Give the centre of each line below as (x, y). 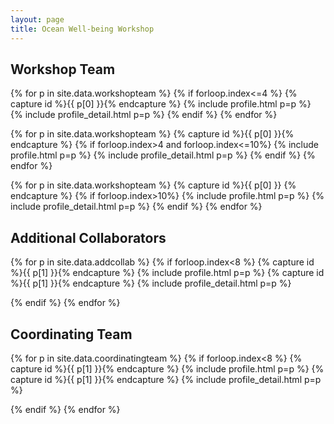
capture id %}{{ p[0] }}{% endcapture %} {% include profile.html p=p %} (161, 104)
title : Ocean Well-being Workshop (82, 29)
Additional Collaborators (88, 237)
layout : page (37, 19)
